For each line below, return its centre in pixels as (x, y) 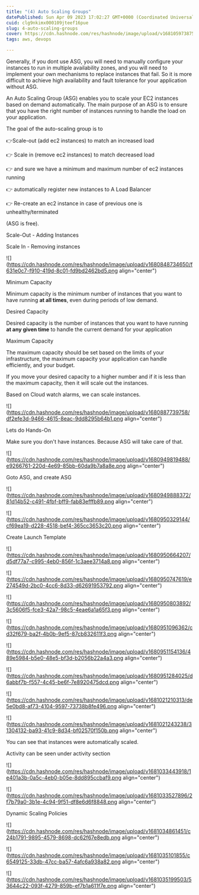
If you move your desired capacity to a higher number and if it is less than (96, 376)
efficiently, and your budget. (41, 365)
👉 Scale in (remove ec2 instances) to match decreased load (81, 155)
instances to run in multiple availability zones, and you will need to (87, 68)
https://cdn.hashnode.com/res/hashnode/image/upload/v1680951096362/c (100, 627)
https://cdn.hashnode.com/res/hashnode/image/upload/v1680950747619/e (100, 579)
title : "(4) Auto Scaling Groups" (49, 12)
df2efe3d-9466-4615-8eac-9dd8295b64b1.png (65, 419)
